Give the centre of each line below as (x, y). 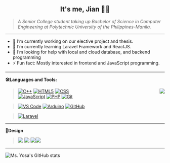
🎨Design (14, 130)
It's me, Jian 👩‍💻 (85, 9)
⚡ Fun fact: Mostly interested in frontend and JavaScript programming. (86, 63)
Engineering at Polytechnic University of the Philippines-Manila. (84, 27)
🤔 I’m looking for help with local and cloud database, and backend (81, 52)
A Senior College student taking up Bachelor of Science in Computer (89, 21)
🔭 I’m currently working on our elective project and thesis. (73, 41)
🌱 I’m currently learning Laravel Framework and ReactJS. (72, 46)
